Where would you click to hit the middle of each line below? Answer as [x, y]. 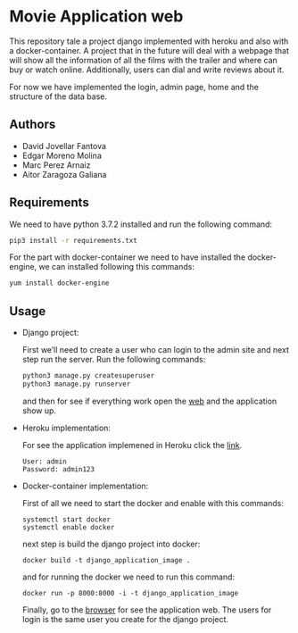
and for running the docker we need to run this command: [128, 577]
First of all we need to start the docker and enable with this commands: [153, 503]
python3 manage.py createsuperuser [88, 376]
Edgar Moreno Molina [62, 155]
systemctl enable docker [68, 527]
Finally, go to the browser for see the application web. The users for [147, 610]
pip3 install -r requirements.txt [74, 240]
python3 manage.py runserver [76, 384]
